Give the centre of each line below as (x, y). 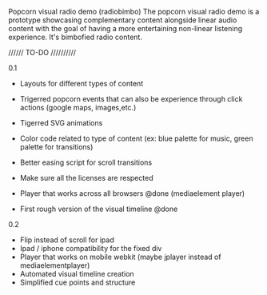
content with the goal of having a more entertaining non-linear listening (126, 28)
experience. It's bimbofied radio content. (75, 37)
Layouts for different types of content (82, 84)
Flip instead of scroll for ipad (67, 240)
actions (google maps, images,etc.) (78, 108)
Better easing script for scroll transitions (86, 162)
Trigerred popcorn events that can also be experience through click (131, 99)
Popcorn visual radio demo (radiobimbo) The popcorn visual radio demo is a (134, 12)
